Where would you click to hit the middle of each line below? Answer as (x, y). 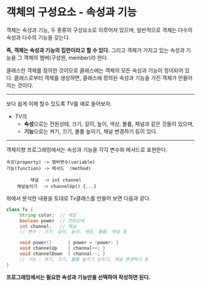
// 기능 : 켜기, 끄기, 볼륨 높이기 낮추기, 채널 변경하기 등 (84, 259)
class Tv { (20, 209)
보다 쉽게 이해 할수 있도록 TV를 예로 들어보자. (59, 104)
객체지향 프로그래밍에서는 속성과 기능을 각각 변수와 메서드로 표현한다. (87, 150)
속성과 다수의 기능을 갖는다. (38, 37)
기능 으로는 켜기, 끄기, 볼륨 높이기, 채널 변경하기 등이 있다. (91, 131)
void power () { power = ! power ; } (69, 243)
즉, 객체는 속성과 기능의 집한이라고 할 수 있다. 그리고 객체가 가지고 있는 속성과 (95, 50)
